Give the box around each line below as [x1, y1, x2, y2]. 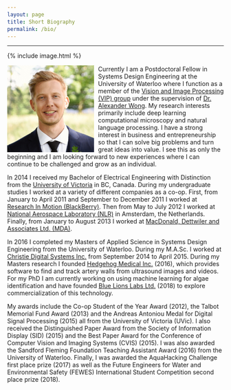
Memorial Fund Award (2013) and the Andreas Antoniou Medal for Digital [7, 310, 213, 318]
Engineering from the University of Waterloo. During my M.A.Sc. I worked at [7, 245, 222, 254]
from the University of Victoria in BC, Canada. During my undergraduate [7, 181, 211, 189]
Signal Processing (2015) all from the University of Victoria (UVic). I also [7, 317, 211, 325]
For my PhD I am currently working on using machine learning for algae [7, 274, 209, 283]
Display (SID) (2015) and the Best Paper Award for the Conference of [7, 332, 202, 340]
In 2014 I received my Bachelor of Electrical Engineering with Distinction [7, 173, 211, 182]
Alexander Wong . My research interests [98, 102, 210, 110]
